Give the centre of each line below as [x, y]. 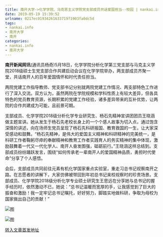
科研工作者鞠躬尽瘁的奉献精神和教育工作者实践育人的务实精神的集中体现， [79, 140]
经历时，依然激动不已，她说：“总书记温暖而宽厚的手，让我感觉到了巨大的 [82, 186]
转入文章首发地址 [22, 230]
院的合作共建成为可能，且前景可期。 [41, 105]
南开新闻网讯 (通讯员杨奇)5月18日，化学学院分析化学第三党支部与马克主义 [78, 65]
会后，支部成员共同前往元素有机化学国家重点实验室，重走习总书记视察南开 [79, 169]
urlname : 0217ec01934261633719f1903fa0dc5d [50, 18]
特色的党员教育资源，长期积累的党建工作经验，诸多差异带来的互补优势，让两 [81, 99]
